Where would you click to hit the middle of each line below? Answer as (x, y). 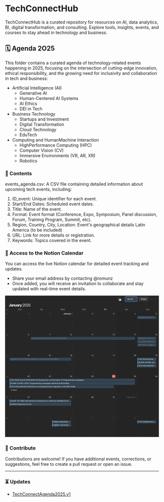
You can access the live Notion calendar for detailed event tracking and (77, 264)
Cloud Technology (38, 129)
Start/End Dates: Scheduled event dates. (53, 204)
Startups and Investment (44, 119)
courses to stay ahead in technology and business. (56, 32)
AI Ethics (28, 103)
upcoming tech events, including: (39, 190)
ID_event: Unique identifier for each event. (54, 199)
